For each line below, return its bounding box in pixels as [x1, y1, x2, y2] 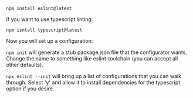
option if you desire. [6, 85, 55, 92]
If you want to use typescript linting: [6, 16, 93, 23]
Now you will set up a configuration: [6, 38, 93, 44]
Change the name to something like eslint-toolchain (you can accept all [6, 55, 178, 62]
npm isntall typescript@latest [6, 27, 83, 33]
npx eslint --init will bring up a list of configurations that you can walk [6, 73, 182, 79]
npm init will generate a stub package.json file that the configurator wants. [6, 49, 188, 56]
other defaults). [6, 62, 44, 68]
